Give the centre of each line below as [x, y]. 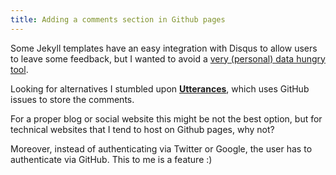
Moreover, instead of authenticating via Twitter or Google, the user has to [161, 148]
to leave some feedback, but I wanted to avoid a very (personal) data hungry [168, 58]
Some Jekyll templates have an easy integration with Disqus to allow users [164, 48]
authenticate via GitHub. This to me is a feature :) [111, 159]
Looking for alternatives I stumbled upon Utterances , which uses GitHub [160, 88]
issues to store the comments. [72, 99]
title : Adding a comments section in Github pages [118, 19]
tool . [19, 69]
